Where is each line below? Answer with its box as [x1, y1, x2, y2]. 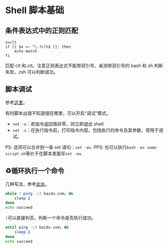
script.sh [5, 151, 26, 156]
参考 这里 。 [5, 99, 28, 105]
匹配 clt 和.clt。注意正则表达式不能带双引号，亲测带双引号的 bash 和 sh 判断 [5, 63, 163, 69]
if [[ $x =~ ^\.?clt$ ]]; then [5, 44, 71, 49]
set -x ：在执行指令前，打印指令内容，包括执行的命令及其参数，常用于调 [12, 127, 163, 133]
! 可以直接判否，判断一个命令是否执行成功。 [5, 215, 96, 221]
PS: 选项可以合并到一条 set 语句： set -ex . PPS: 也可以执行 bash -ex [5, 144, 145, 150]
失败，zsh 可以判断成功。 [5, 69, 59, 75]
